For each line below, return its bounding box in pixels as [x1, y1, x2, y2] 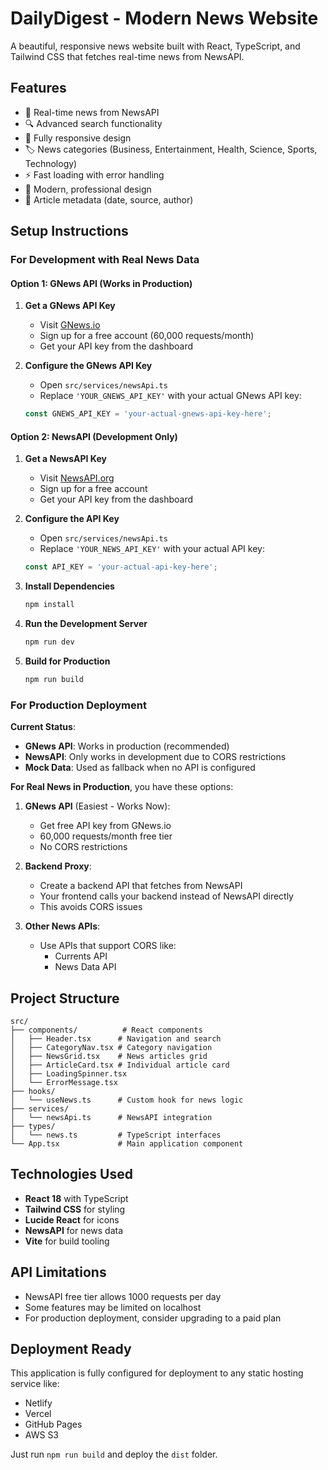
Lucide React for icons [24, 1213, 120, 1226]
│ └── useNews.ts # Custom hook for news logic [10, 1095, 244, 1105]
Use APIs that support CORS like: [39, 940, 177, 952]
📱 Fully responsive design [24, 132, 132, 144]
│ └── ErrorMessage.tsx [10, 1077, 118, 1087]
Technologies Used [10, 1166, 133, 1183]
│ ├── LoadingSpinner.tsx [10, 1068, 128, 1079]
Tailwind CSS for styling [24, 1203, 126, 1215]
